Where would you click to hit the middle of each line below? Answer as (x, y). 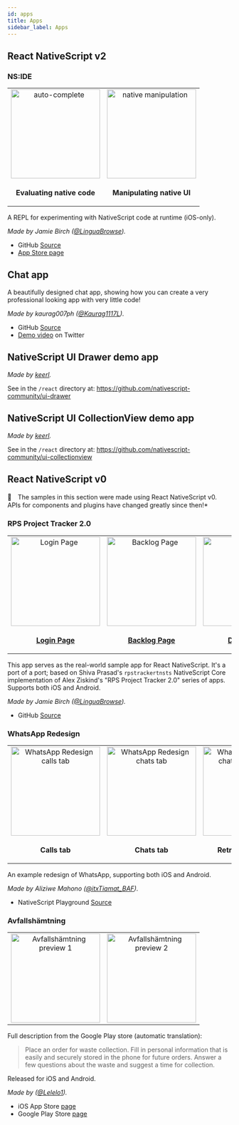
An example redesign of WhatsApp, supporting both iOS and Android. (109, 874)
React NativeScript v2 (57, 56)
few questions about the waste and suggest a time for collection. (120, 1065)
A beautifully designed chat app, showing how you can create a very (108, 292)
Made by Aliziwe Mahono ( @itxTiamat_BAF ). (73, 888)
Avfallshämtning (37, 921)
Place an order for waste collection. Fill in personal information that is (126, 1050)
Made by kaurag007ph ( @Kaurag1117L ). (66, 313)
